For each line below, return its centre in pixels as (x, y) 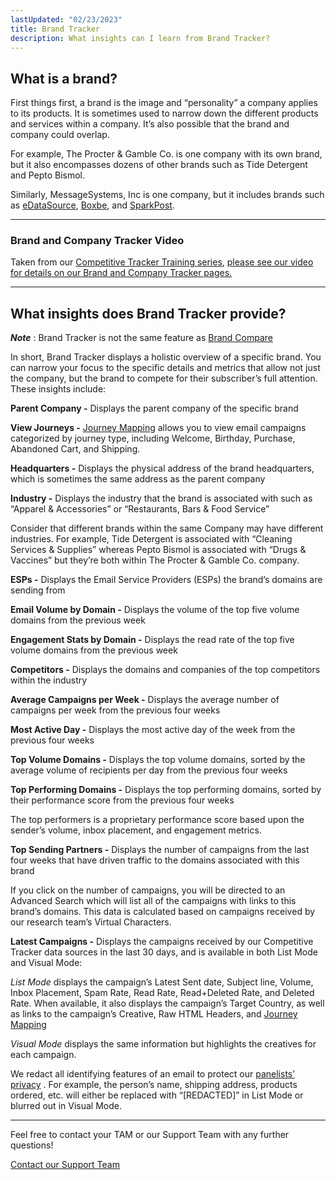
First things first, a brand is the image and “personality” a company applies (164, 103)
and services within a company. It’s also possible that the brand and (150, 124)
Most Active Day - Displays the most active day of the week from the (153, 730)
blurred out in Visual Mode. (66, 1106)
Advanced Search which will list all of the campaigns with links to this (153, 901)
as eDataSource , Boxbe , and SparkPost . (92, 205)
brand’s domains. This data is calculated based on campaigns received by (163, 912)
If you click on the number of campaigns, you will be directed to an (148, 890)
